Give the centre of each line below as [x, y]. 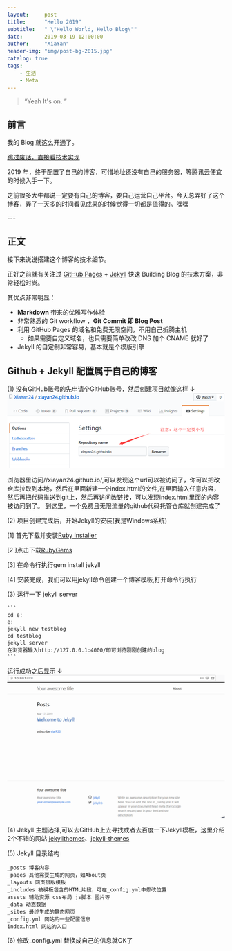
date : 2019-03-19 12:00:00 [55, 37]
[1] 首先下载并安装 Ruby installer [52, 535]
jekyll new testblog [37, 629]
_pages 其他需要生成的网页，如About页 [57, 875]
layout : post [32, 15]
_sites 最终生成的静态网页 [41, 912]
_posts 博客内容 [28, 868]
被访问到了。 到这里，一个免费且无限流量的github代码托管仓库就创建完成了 [114, 506]
